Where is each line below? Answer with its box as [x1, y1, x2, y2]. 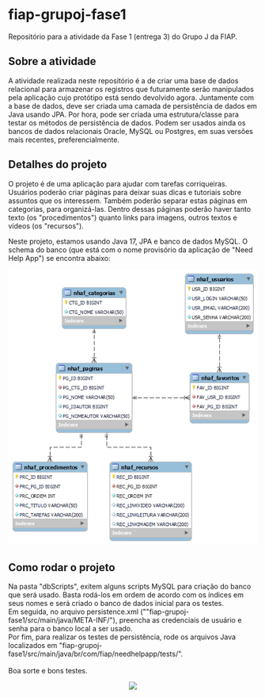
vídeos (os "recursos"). [8, 221, 85, 231]
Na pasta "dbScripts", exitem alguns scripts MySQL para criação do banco [8, 581, 252, 592]
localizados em [8, 641, 58, 650]
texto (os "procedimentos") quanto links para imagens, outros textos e [8, 213, 237, 222]
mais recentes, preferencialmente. [8, 135, 120, 144]
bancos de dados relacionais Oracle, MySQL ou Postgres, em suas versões [8, 126, 253, 136]
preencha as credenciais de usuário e [119, 616, 242, 625]
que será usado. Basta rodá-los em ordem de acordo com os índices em [8, 590, 244, 600]
